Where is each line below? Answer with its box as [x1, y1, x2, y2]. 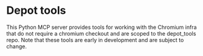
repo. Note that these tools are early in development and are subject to [6, 36, 184, 43]
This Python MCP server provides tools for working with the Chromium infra [6, 23, 197, 31]
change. [6, 43, 27, 50]
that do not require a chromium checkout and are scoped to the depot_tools [6, 30, 196, 37]
